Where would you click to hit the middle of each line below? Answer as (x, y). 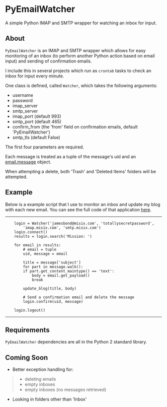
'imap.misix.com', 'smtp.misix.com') (62, 228)
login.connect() (31, 232)
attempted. (16, 177)
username (23, 95)
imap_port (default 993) (37, 116)
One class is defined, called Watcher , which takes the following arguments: (81, 85)
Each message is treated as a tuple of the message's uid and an (71, 156)
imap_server (25, 106)
